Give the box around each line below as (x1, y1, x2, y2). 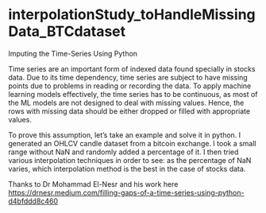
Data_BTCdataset (8, 22, 126, 41)
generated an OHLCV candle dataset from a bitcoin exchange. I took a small (8, 138, 256, 148)
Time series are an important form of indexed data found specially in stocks (8, 64, 256, 73)
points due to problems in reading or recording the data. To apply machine (8, 81, 252, 91)
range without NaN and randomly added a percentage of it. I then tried (8, 147, 239, 157)
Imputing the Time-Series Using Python (8, 48, 137, 58)
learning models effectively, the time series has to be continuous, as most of (8, 89, 258, 99)
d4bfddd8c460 (8, 196, 58, 206)
